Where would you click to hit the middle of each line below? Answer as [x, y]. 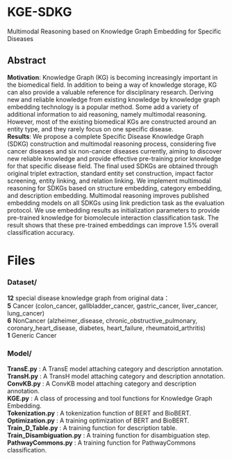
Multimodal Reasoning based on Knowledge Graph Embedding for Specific [114, 31]
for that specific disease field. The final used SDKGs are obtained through [113, 166]
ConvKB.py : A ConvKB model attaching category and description [102, 384]
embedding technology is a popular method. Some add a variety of [103, 107]
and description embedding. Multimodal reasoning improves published [108, 195]
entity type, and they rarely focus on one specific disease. [90, 129]
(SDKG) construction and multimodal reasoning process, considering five [112, 144]
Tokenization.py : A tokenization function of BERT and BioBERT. [99, 413]
